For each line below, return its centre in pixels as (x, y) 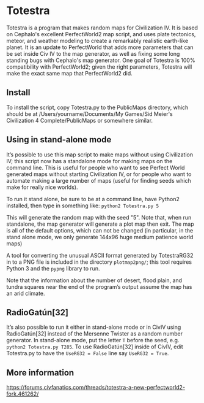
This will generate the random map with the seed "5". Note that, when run (99, 217)
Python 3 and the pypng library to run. (53, 268)
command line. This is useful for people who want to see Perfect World (96, 167)
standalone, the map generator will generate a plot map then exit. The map (100, 224)
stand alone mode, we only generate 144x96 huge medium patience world (100, 237)
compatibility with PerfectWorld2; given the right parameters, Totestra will (99, 67)
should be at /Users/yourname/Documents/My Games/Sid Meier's (89, 113)
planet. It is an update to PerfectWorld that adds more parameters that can (100, 47)
